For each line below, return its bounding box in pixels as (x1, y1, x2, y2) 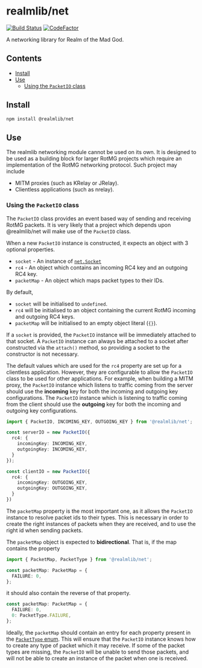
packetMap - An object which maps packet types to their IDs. (14, 277, 164, 284)
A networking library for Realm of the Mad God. (6, 36, 124, 43)
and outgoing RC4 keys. (14, 313, 75, 320)
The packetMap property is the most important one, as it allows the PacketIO (6, 507, 193, 515)
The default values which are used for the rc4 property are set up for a (6, 362, 182, 369)
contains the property (6, 545, 60, 552)
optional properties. (6, 246, 55, 253)
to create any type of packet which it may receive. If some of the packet (6, 641, 185, 649)
